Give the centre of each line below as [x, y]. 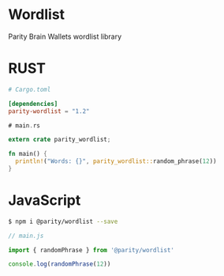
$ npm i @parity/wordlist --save [63, 221]
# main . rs [24, 125]
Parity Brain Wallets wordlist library [65, 36]
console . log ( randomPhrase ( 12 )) [60, 264]
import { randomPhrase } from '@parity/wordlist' [91, 250]
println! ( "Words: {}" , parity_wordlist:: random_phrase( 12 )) [116, 161]
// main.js [26, 236]
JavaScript [45, 200]
